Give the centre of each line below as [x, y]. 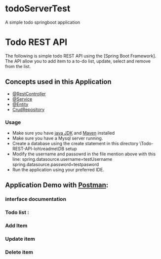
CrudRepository [28, 110]
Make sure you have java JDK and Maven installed [63, 133]
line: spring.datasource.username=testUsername [62, 159]
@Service [22, 99]
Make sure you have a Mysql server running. [58, 138]
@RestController [29, 94]
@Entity [20, 104]
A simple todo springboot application [43, 22]
